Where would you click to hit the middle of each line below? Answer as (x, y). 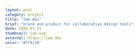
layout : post (19, 10)
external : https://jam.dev (33, 38)
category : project (24, 15)
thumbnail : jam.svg (26, 33)
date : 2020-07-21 (23, 29)
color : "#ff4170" (23, 43)
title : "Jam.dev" (23, 19)
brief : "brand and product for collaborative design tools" (70, 24)
